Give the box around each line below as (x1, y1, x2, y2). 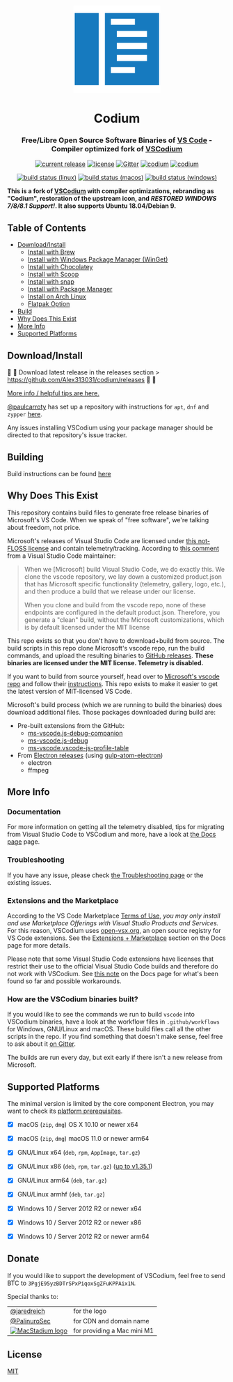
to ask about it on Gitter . (7, 1040, 77, 1048)
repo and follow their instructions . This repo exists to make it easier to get (7, 679, 218, 688)
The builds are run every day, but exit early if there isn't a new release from (7, 1054, 223, 1062)
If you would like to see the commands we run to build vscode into (7, 1010, 195, 1019)
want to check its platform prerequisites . (7, 1107, 123, 1116)
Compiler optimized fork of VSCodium (51, 144, 183, 154)
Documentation (7, 807, 61, 817)
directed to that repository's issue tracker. (7, 431, 127, 439)
